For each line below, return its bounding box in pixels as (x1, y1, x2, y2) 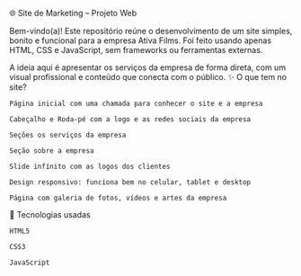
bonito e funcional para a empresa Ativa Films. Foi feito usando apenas (9, 35, 272, 46)
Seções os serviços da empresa (9, 130, 127, 139)
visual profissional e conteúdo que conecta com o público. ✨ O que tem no (9, 72, 288, 82)
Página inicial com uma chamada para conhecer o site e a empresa (9, 99, 263, 108)
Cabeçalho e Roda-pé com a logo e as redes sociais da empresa (9, 115, 252, 124)
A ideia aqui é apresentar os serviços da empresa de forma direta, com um (9, 62, 286, 73)
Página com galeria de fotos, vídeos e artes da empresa (9, 193, 227, 202)
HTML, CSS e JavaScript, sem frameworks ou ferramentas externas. (9, 45, 263, 55)
